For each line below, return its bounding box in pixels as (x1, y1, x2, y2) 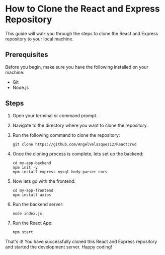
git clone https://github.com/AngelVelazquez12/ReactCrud (12, 142, 137, 147)
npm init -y (12, 165, 38, 170)
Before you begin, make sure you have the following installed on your (5, 64, 148, 70)
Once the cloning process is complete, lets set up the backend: (12, 150, 144, 157)
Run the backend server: (12, 201, 64, 207)
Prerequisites (5, 50, 48, 59)
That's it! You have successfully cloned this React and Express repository (5, 238, 157, 244)
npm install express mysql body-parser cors (12, 169, 108, 174)
